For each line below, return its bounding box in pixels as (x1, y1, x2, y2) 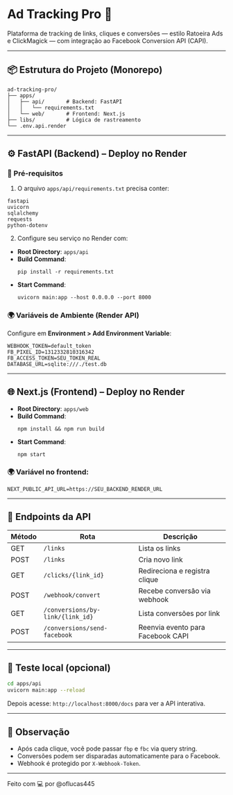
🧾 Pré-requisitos (7, 169, 64, 178)
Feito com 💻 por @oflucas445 (7, 780, 95, 788)
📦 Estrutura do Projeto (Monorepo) (7, 64, 163, 76)
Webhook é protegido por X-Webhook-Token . (17, 760, 141, 768)
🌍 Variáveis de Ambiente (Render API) (7, 310, 140, 320)
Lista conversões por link (138, 608, 221, 618)
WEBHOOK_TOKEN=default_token (7, 342, 92, 349)
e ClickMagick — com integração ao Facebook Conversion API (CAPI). (7, 36, 208, 44)
